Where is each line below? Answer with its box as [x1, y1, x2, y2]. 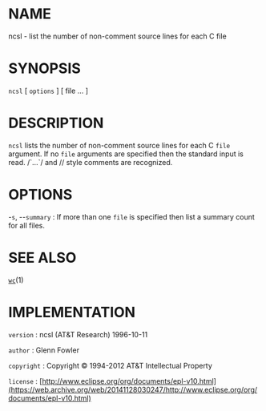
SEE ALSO [8, 248, 77, 267]
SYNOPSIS [8, 59, 82, 78]
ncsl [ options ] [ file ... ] [8, 86, 88, 95]
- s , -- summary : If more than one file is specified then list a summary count [8, 212, 255, 221]
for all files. [8, 220, 46, 230]
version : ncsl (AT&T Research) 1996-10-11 [8, 329, 148, 339]
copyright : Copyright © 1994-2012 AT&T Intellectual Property [8, 361, 212, 370]
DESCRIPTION [8, 114, 104, 132]
